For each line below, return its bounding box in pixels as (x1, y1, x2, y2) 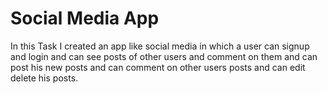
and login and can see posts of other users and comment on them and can (10, 50, 318, 62)
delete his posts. (10, 72, 79, 84)
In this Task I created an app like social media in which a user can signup (10, 40, 310, 52)
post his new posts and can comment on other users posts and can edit (10, 61, 306, 73)
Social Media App (10, 7, 160, 30)
